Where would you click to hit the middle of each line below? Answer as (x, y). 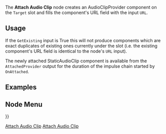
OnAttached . (17, 71)
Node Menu (24, 104)
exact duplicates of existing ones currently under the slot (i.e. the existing (81, 46)
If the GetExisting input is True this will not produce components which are (83, 40)
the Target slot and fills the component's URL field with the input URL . (77, 13)
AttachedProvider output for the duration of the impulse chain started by (80, 66)
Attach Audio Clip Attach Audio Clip (42, 126)
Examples (21, 87)
